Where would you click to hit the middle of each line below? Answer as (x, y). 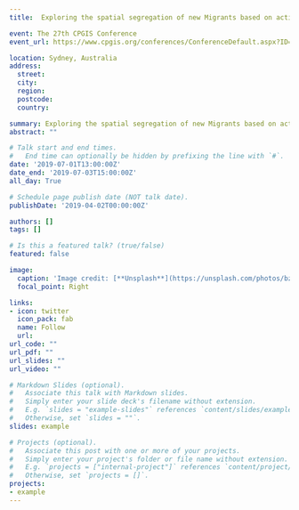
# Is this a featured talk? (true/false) (87, 246)
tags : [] (25, 230)
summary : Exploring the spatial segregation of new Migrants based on (143, 124)
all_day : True (36, 181)
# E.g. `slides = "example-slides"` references (103, 410)
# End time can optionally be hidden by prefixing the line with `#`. (147, 157)
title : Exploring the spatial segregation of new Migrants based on (141, 17)
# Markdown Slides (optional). (67, 385)
